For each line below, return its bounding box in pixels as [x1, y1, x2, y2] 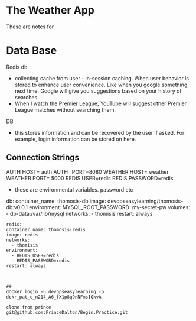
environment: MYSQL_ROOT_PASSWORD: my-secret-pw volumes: [29, 203, 190, 210]
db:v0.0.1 [6, 203, 28, 210]
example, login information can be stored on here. [14, 135, 136, 142]
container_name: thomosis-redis [6, 226, 86, 232]
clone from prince [6, 304, 51, 310]
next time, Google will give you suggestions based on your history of [14, 87, 182, 95]
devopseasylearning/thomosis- [107, 197, 184, 205]
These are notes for [6, 23, 54, 30]
